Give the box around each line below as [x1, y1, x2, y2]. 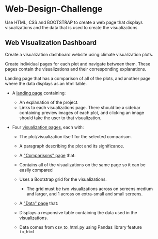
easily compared [19, 167, 53, 173]
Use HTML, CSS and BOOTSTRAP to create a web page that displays [5, 19, 143, 25]
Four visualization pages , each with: [12, 124, 84, 130]
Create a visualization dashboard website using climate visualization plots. [5, 51, 154, 57]
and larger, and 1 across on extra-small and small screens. [26, 191, 143, 197]
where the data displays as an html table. [5, 80, 87, 86]
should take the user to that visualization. [19, 115, 102, 121]
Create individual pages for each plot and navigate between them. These [5, 61, 151, 66]
